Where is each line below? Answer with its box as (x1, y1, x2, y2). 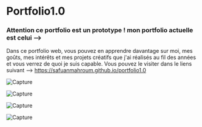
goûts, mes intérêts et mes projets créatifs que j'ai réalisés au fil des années (6, 53, 196, 61)
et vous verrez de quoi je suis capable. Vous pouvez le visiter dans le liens (6, 60, 192, 67)
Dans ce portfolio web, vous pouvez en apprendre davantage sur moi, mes (6, 47, 193, 55)
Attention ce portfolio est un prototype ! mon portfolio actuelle (6, 26, 194, 35)
